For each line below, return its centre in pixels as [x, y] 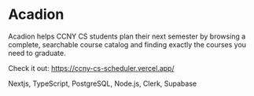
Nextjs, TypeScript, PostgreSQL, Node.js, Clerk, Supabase [103, 83]
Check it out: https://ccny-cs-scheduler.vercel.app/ [91, 68]
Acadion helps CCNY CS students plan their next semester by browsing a [127, 36]
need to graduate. [37, 53]
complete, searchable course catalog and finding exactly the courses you [127, 44]
